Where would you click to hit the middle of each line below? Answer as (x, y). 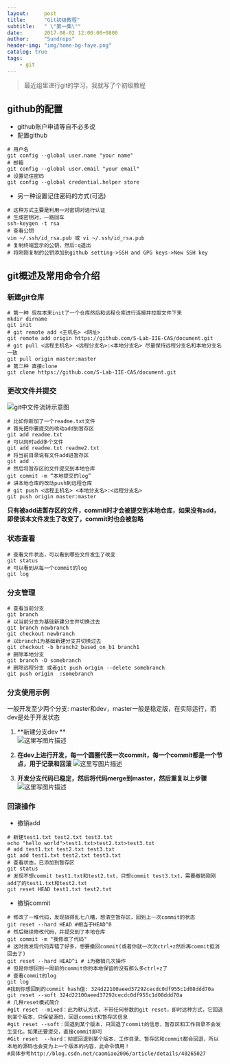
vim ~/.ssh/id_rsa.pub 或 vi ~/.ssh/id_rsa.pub (76, 238)
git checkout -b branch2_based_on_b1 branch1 (73, 648)
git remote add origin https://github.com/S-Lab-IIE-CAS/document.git (110, 339)
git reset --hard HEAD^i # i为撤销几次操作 (67, 961)
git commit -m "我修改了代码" (47, 939)
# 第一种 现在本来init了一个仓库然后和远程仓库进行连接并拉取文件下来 (94, 313)
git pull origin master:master (52, 359)
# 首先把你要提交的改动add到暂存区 (51, 429)
